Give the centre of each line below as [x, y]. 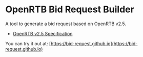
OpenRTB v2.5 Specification [43, 33]
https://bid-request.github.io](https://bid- [94, 43]
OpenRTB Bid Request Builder [70, 9]
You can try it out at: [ [28, 43]
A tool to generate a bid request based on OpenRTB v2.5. [66, 24]
